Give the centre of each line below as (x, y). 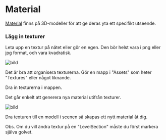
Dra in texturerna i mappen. (34, 87)
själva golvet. (19, 132)
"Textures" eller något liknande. (38, 78)
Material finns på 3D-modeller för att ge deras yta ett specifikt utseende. (81, 23)
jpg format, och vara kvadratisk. (38, 53)
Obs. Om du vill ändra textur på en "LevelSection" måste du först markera (82, 127)
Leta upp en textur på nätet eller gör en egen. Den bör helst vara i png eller (83, 48)
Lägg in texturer (25, 36)
